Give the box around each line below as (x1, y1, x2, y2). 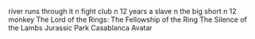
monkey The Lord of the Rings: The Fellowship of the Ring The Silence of (8, 15, 248, 24)
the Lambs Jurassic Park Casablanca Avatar (8, 23, 153, 32)
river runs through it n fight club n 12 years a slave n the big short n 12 (8, 7, 237, 16)
